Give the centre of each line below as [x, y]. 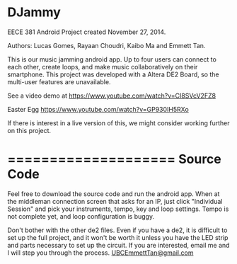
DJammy [34, 12]
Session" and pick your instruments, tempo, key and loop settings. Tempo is [118, 209]
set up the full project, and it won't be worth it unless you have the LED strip [118, 237]
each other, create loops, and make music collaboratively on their [103, 67]
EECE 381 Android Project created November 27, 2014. [87, 32]
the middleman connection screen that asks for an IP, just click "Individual [115, 201]
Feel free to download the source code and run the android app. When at [114, 194]
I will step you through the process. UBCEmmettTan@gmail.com [100, 253]
